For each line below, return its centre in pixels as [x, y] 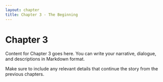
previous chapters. [25, 74]
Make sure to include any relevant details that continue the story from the [82, 69]
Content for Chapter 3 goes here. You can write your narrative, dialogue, [81, 54]
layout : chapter [22, 10]
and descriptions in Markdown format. [45, 59]
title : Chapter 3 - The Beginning [42, 15]
